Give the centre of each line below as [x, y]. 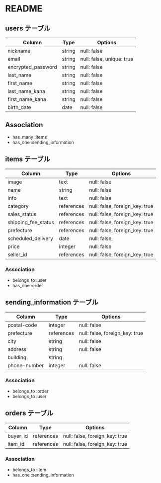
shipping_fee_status [31, 222]
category [18, 206]
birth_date [19, 107]
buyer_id [18, 436]
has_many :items [30, 137]
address [17, 349]
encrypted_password [32, 67]
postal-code [22, 325]
